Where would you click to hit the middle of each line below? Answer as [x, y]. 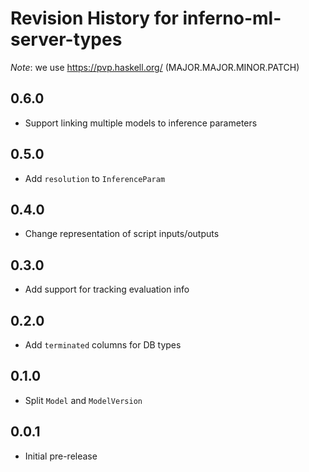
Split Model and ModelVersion [83, 400]
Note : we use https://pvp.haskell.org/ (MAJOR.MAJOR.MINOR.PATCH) [155, 67]
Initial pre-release [61, 456]
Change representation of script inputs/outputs [122, 234]
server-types [66, 39]
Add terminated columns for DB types [103, 345]
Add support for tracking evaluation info [107, 289]
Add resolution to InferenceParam [95, 178]
